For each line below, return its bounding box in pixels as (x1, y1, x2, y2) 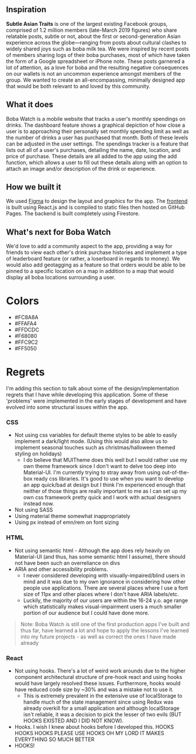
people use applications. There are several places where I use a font (23, 584, 188, 591)
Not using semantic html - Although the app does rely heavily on (14, 547, 170, 554)
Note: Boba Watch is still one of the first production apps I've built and (20, 620, 190, 627)
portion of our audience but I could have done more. (23, 609, 150, 616)
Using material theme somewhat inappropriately (14, 513, 130, 520)
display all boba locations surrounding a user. (6, 274, 116, 281)
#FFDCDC (14, 326, 39, 333)
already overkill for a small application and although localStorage (23, 705, 180, 712)
